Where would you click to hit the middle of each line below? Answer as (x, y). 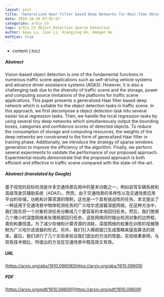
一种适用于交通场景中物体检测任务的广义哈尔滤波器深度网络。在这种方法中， (82, 205)
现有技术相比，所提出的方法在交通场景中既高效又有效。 (61, 242)
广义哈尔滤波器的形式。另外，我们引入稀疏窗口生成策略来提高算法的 (82, 229)
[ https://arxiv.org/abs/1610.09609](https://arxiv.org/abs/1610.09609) (74, 266)
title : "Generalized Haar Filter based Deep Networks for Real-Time (76, 14)
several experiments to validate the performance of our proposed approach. (82, 152)
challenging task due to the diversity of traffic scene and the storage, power (82, 90)
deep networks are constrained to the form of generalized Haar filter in (76, 137)
